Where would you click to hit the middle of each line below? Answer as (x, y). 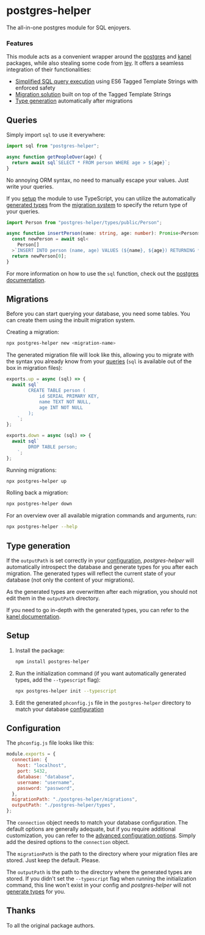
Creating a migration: (33, 332)
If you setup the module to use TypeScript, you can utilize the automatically (101, 198)
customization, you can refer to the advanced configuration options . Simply (101, 836)
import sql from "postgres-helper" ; (53, 146)
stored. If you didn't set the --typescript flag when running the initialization (101, 879)
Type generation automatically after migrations (74, 101)
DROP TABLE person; (53, 447)
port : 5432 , (32, 771)
